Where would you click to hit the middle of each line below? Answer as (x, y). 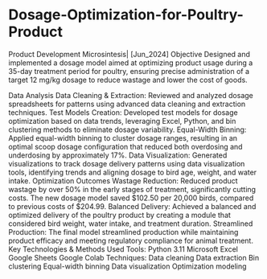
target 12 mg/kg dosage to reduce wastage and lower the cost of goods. (128, 80)
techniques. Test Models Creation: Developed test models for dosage (123, 112)
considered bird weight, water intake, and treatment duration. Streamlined (131, 224)
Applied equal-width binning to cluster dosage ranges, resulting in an (123, 137)
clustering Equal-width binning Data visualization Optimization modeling (127, 266)
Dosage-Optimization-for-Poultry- (126, 15)
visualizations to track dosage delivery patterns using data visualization (127, 163)
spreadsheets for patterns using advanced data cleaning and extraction (127, 104)
